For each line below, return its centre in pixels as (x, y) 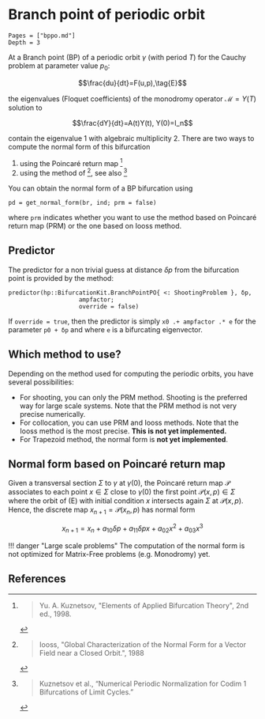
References (37, 579)
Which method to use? (65, 355)
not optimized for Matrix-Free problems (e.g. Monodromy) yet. (109, 554)
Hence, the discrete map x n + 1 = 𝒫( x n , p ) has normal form (102, 511)
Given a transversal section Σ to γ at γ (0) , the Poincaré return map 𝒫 (119, 483)
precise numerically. (52, 414)
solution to (25, 108)
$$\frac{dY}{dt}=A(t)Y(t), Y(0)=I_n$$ (132, 123)
